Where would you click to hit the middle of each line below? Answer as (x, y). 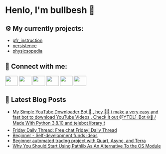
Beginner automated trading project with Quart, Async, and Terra (79, 141)
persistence (25, 46)
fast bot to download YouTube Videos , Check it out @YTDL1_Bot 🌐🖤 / (84, 117)
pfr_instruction (27, 40)
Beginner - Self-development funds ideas (55, 135)
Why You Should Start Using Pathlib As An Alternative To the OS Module (86, 146)
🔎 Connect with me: (36, 67)
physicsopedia (27, 51)
